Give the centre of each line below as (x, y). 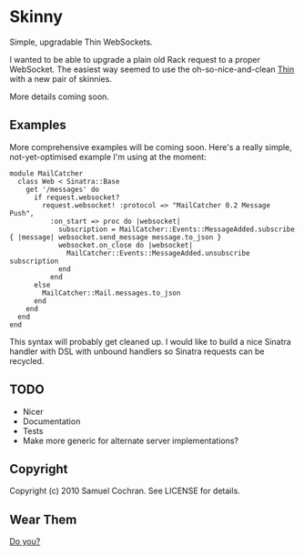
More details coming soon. (59, 96)
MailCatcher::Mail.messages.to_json (111, 293)
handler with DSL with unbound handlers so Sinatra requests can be (137, 351)
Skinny (36, 17)
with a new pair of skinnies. (61, 78)
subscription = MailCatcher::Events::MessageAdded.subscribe (177, 229)
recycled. (27, 360)
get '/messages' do (63, 189)
